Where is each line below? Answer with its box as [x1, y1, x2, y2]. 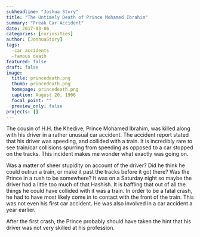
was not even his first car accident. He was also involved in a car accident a [6, 200, 193, 207]
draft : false [6, 64, 39, 70]
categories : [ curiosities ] [6, 31, 73, 37]
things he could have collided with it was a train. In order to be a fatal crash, [6, 187, 193, 195]
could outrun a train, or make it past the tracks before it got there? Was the [6, 168, 190, 176]
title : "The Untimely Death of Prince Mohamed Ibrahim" [6, 14, 148, 20]
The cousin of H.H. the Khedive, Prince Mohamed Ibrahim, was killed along [6, 125, 191, 132]
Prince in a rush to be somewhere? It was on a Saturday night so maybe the [6, 174, 192, 182]
